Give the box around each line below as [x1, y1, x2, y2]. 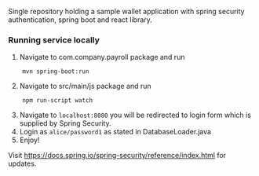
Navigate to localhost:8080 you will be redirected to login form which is [19, 110, 251, 120]
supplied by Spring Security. [19, 119, 111, 128]
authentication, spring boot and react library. [8, 15, 153, 24]
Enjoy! [19, 135, 40, 145]
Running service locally [8, 35, 100, 46]
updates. [8, 159, 37, 168]
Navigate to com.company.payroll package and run [19, 53, 185, 62]
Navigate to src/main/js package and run [19, 82, 151, 91]
